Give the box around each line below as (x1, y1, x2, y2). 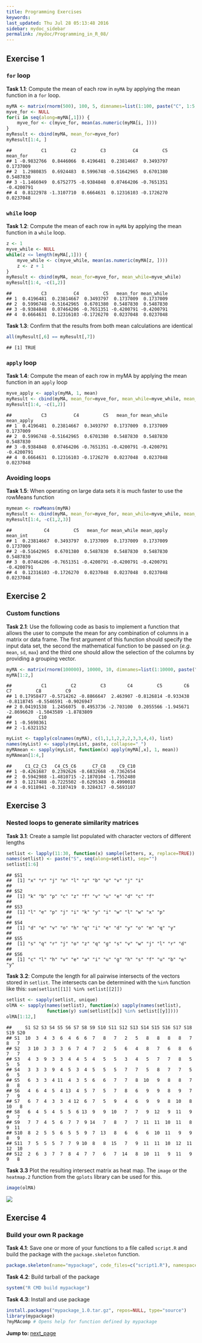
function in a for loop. (6, 91, 61, 99)
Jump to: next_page (6, 1329, 57, 1336)
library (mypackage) (6, 1313, 55, 1319)
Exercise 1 (6, 54, 45, 64)
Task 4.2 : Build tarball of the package (6, 1273, 100, 1280)
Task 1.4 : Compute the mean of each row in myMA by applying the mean (6, 372, 188, 380)
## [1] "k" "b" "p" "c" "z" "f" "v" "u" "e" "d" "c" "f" (6, 894, 155, 900)
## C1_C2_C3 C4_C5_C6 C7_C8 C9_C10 (6, 763, 136, 769)
